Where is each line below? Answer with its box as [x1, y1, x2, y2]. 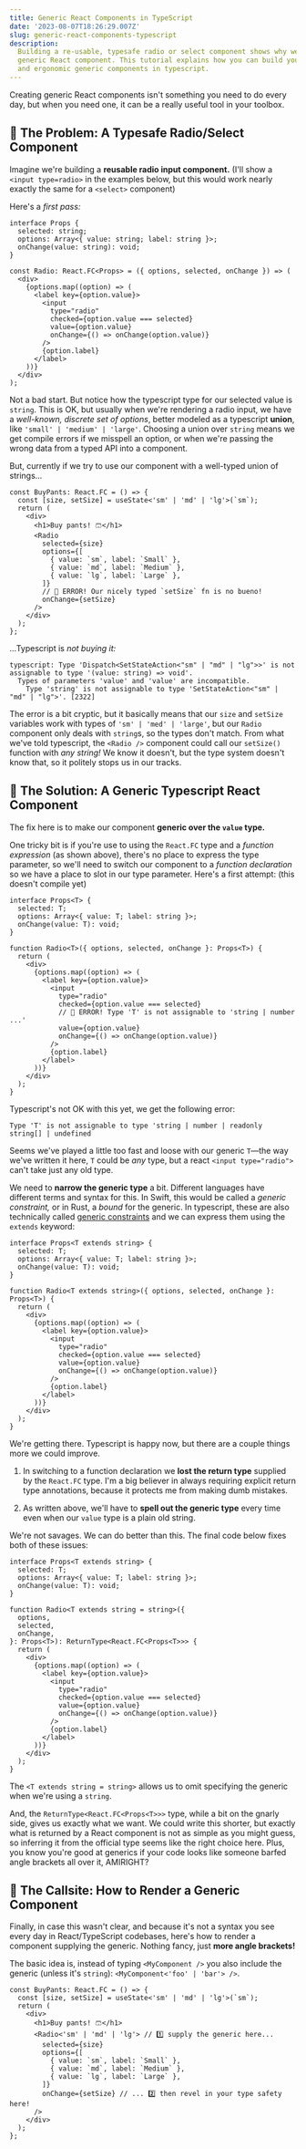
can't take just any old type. [9, 1164, 114, 1175]
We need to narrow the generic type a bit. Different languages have [9, 1182, 265, 1193]
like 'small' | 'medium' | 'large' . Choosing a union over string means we [9, 423, 296, 434]
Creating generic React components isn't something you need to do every [9, 88, 287, 100]
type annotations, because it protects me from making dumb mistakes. [22, 1484, 289, 1496]
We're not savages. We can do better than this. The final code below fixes [9, 1530, 287, 1541]
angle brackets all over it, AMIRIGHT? [9, 1856, 149, 1867]
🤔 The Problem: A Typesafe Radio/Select [9, 125, 244, 141]
